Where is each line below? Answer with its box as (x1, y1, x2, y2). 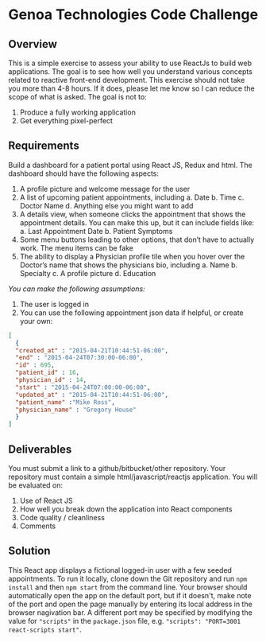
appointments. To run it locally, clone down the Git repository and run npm (8, 574, 248, 583)
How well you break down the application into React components (19, 504, 233, 514)
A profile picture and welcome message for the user (19, 184, 191, 193)
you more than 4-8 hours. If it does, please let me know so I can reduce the (8, 84, 256, 93)
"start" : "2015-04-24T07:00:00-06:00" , (15, 383, 151, 391)
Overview (8, 37, 58, 51)
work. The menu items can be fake (19, 243, 133, 252)
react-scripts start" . (8, 624, 82, 634)
